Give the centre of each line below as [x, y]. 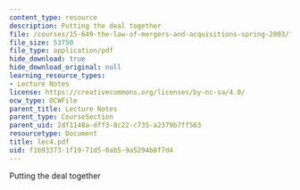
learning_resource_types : [57, 76]
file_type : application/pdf [62, 51]
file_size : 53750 [42, 42]
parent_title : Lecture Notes [63, 109]
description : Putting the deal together [86, 26]
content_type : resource [54, 17]
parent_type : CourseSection [62, 117]
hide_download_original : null [66, 68]
